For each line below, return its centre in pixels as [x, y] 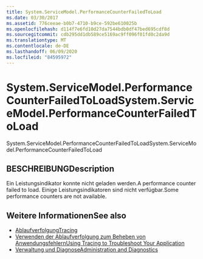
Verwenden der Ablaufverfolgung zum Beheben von [80, 237]
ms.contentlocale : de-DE [38, 46]
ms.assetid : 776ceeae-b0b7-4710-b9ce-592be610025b [72, 23]
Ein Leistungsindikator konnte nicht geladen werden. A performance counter [101, 183]
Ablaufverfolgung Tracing [46, 230]
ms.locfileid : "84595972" [39, 57]
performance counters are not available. [57, 196]
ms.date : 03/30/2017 [33, 18]
